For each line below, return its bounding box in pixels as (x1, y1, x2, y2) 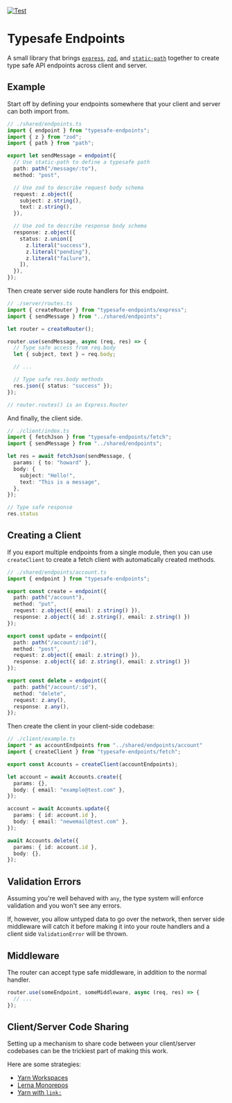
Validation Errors (7, 875, 82, 887)
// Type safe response (7, 504, 73, 511)
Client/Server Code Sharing (7, 1020, 130, 1033)
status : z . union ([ (19, 235, 73, 242)
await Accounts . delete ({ (7, 837, 79, 844)
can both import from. (7, 107, 70, 115)
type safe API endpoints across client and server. (7, 61, 148, 69)
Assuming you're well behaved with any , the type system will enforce (7, 894, 204, 903)
